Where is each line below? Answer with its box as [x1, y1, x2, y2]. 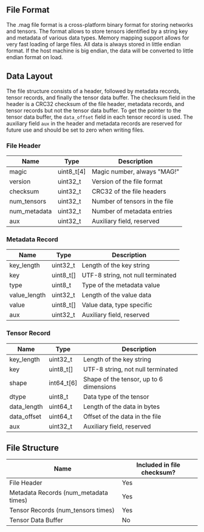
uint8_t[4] [57, 167, 86, 176]
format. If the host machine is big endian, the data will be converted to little [6, 47, 194, 54]
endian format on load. [6, 53, 63, 60]
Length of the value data [81, 291, 152, 299]
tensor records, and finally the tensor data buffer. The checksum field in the [6, 94, 195, 101]
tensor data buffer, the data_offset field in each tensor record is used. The [6, 113, 193, 121]
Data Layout [6, 71, 53, 82]
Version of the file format [92, 177, 163, 185]
